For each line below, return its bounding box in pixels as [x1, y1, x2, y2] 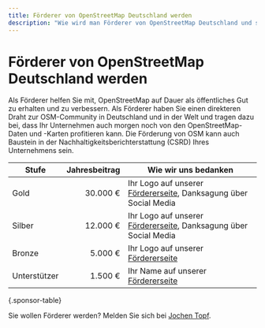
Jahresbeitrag [66, 165, 121, 176]
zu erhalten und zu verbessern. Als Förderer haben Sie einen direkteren [8, 104, 241, 114]
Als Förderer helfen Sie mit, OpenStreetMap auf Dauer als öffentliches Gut [8, 95, 248, 105]
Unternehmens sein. [8, 146, 74, 155]
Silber [12, 220, 34, 231]
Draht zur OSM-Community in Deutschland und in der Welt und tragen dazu [8, 112, 255, 122]
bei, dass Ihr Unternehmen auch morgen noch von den [8, 121, 186, 130]
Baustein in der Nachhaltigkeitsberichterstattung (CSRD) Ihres [8, 137, 210, 147]
